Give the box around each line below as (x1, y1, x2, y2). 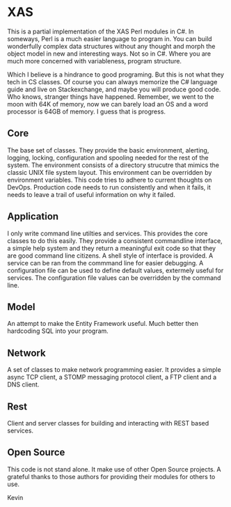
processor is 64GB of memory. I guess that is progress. (7, 107, 166, 116)
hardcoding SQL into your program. (7, 327, 109, 335)
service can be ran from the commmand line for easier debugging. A (7, 258, 204, 267)
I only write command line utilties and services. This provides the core (7, 229, 208, 237)
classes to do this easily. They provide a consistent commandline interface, (7, 236, 223, 244)
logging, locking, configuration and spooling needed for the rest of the (7, 153, 209, 162)
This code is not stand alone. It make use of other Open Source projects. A (7, 465, 221, 474)
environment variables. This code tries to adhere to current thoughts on (7, 175, 212, 184)
